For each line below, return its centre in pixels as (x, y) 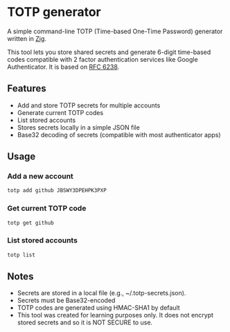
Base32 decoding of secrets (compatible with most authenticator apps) (119, 134)
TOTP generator (54, 12)
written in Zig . (27, 38)
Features (27, 88)
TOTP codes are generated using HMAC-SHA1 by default (98, 308)
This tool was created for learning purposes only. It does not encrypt (115, 315)
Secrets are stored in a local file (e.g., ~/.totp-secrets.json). (101, 293)
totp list (21, 255)
